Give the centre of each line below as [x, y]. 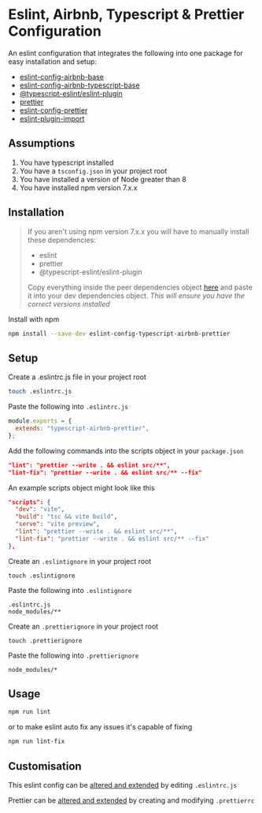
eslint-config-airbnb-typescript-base [79, 85]
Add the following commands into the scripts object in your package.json [126, 450]
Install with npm [34, 319]
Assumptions [42, 144]
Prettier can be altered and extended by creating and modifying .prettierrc [131, 800]
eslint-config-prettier [54, 110]
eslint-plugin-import [52, 118]
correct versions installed [68, 304]
